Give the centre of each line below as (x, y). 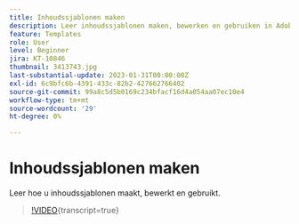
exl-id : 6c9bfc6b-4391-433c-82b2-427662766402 (97, 84)
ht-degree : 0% (36, 116)
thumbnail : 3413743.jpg (53, 68)
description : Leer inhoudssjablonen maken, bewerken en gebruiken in (141, 26)
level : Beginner (39, 51)
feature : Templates (45, 34)
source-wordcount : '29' (53, 108)
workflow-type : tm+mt (49, 100)
